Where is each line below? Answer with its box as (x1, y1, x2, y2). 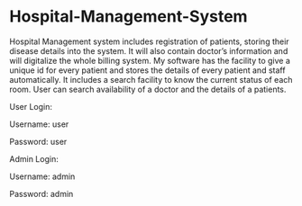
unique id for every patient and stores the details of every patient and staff (9, 65, 286, 76)
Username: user (9, 119, 69, 130)
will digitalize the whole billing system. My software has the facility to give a (9, 55, 291, 66)
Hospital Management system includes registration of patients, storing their (9, 36, 290, 47)
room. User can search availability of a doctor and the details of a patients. (9, 84, 287, 94)
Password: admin (9, 188, 74, 199)
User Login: (9, 101, 52, 112)
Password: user (9, 136, 68, 147)
